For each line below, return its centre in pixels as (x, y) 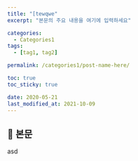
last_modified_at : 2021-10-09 (51, 104)
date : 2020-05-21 (33, 97)
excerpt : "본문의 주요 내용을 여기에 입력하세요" (69, 20)
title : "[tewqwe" (33, 14)
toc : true (22, 78)
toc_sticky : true (33, 84)
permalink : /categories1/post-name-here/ (69, 65)
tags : (15, 46)
